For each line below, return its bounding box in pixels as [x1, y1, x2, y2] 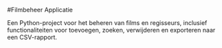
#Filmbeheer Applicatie [7, 6, 74, 14]
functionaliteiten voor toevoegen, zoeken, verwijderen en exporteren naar [7, 26, 216, 34]
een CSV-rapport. [7, 33, 57, 41]
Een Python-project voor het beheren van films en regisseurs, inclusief [7, 19, 208, 26]
